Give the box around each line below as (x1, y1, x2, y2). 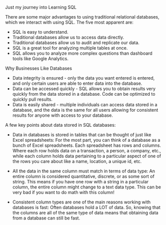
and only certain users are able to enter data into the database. (12, 80, 142, 86)
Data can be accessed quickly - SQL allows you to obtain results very (12, 86, 156, 92)
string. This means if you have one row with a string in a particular (12, 179, 149, 184)
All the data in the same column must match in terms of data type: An (12, 168, 155, 174)
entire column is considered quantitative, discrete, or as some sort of (12, 173, 155, 179)
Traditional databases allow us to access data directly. (12, 35, 124, 40)
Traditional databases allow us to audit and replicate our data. (12, 40, 140, 46)
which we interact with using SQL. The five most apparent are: (5, 20, 133, 25)
